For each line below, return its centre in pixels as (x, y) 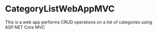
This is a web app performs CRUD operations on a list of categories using (79, 22)
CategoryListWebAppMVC (60, 9)
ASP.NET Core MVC (25, 27)
